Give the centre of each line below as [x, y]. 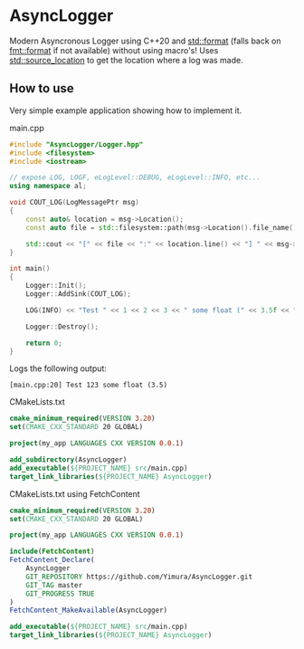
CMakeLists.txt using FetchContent [75, 493]
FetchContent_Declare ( [52, 560]
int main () [30, 269]
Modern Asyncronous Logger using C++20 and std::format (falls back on [145, 41]
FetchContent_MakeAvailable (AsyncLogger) [89, 611]
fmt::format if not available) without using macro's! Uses [114, 50]
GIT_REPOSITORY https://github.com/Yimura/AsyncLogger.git [139, 577]
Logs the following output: [58, 368]
